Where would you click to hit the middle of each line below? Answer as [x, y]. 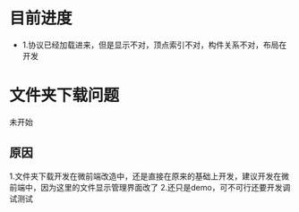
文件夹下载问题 [64, 96]
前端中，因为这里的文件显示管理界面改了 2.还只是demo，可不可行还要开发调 [150, 187]
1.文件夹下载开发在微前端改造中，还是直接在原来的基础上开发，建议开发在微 [149, 176]
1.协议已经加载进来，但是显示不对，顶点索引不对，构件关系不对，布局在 [154, 45]
